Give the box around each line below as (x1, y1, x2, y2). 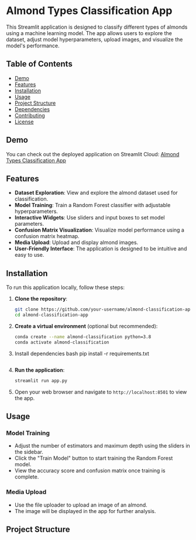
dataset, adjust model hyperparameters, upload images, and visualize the (6, 36, 183, 43)
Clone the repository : (14, 295, 68, 302)
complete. (14, 473, 39, 480)
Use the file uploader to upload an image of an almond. (14, 501, 147, 508)
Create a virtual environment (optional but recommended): (14, 322, 158, 329)
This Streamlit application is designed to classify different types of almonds (6, 23, 188, 30)
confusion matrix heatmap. (14, 233, 80, 240)
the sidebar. (14, 449, 44, 456)
